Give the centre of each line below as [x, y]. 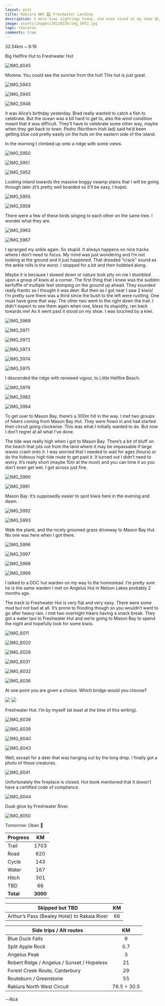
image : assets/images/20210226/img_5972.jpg [51, 23]
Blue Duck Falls [25, 939]
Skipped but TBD [58, 908]
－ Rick [12, 999]
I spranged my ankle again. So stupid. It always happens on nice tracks [77, 249]
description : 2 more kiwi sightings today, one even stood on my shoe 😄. [83, 19]
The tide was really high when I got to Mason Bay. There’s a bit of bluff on [80, 441]
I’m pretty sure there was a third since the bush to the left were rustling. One [82, 295]
